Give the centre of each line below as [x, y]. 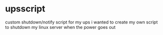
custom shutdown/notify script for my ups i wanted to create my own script [81, 22]
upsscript [25, 9]
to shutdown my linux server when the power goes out [60, 27]
